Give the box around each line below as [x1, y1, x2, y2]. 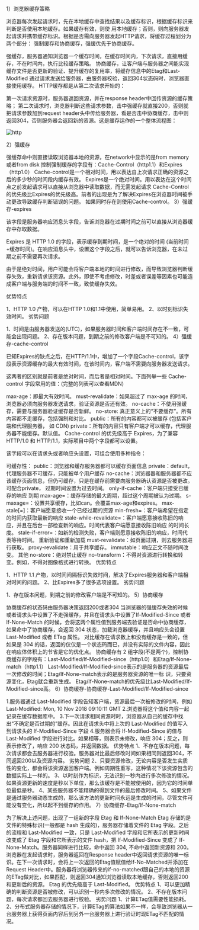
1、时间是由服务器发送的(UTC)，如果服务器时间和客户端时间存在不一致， [6, 325, 184, 332]
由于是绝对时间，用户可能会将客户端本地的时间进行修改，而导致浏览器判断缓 [6, 265, 193, 272]
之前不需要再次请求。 [11, 253, 63, 259]
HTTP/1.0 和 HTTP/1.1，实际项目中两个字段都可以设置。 [6, 437, 141, 444]
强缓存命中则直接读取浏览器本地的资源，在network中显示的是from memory [6, 153, 190, 161]
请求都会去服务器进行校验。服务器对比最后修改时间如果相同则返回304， [11, 750, 188, 756]
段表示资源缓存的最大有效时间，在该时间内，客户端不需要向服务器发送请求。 [6, 360, 193, 367]
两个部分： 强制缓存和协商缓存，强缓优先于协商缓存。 [6, 40, 137, 47]
